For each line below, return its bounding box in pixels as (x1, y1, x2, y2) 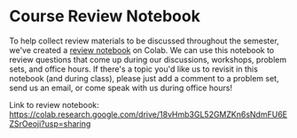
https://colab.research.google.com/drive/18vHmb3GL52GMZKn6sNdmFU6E (9, 109, 288, 119)
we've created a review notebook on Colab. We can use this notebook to (9, 44, 275, 55)
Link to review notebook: (9, 99, 99, 110)
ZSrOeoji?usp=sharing (9, 118, 91, 129)
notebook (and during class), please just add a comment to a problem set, (9, 73, 279, 83)
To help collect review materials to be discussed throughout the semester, (9, 35, 279, 46)
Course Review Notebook (9, 6, 201, 27)
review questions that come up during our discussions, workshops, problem (9, 54, 286, 65)
